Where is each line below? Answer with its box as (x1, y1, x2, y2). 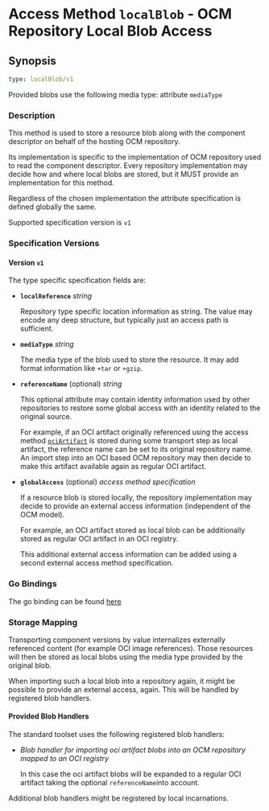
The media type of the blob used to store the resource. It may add (19, 355, 239, 364)
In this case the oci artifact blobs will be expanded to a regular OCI (19, 769, 242, 779)
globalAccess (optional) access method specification (19, 477, 196, 487)
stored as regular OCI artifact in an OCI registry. (19, 534, 179, 544)
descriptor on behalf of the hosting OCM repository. (8, 137, 180, 146)
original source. (19, 412, 72, 422)
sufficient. (19, 323, 54, 334)
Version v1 (8, 257, 44, 267)
